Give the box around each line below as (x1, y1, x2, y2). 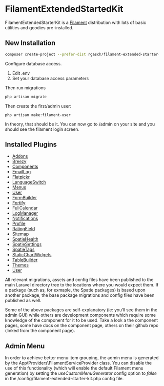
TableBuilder (12, 257, 38, 263)
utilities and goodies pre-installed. (5, 24, 74, 30)
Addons (12, 153, 28, 159)
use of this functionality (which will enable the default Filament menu (5, 365, 143, 371)
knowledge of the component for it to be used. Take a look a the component (5, 317, 158, 323)
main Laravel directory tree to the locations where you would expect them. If (5, 282, 159, 288)
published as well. (5, 298, 41, 304)
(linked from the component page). (5, 328, 76, 334)
